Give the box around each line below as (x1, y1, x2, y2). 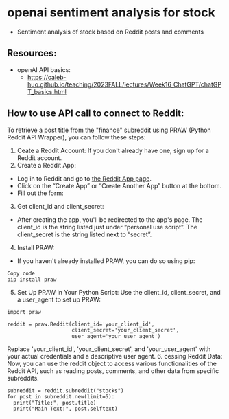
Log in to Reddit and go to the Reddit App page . (16, 174, 152, 183)
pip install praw (7, 276, 57, 283)
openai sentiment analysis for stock (7, 5, 216, 21)
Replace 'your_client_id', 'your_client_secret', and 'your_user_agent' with (7, 345, 211, 353)
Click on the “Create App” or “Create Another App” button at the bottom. (16, 181, 222, 190)
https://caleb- (27, 73, 67, 81)
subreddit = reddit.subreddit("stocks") (7, 387, 125, 394)
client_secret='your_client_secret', (71, 326, 180, 334)
